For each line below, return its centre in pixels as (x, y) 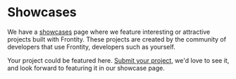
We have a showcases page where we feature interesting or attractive (109, 32)
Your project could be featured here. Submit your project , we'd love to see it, (118, 60)
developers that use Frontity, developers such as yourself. (92, 47)
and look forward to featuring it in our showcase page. (86, 68)
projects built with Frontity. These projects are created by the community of (117, 39)
